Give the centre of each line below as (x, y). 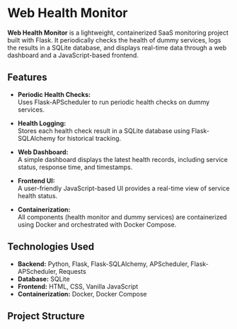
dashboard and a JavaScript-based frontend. (73, 55)
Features (27, 77)
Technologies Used (51, 247)
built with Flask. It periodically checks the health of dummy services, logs (114, 40)
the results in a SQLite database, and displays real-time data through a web (117, 47)
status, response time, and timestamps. (75, 167)
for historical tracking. (89, 138)
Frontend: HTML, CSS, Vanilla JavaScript (78, 286)
